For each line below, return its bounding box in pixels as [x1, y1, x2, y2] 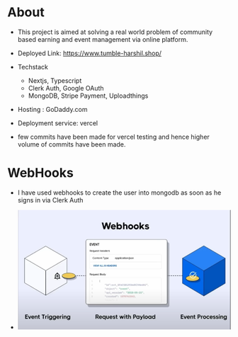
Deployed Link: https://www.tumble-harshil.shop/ [17, 49, 161, 57]
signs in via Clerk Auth [17, 195, 84, 204]
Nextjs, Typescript [28, 76, 82, 85]
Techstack [17, 62, 48, 71]
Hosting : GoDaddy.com [17, 105, 88, 113]
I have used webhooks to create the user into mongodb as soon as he [17, 188, 222, 197]
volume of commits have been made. [17, 139, 126, 149]
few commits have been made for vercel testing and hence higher [17, 132, 210, 141]
